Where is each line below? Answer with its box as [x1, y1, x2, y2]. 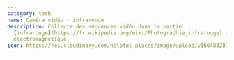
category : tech [7, 10, 52, 17]
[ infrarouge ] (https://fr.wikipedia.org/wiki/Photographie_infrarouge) [13, 29, 223, 37]
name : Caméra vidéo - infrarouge [7, 17, 104, 23]
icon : [7, 42, 23, 49]
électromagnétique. [13, 36, 70, 43]
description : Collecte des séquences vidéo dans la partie [7, 23, 182, 30]
